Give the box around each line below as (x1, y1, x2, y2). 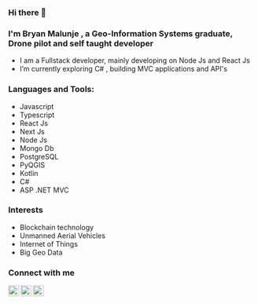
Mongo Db (19, 143, 54, 152)
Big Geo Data (19, 247, 63, 257)
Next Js (19, 126, 46, 136)
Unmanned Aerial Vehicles (19, 231, 106, 240)
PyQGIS (19, 160, 46, 170)
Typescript (19, 110, 55, 119)
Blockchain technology (19, 222, 94, 232)
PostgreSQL (19, 152, 59, 161)
